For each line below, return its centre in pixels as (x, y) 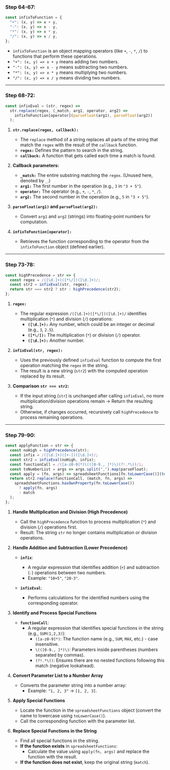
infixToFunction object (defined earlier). (62, 247)
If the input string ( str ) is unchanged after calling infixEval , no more (92, 396)
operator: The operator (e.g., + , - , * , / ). (61, 191)
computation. (34, 222)
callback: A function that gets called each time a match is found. (88, 156)
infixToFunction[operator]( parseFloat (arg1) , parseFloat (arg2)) (83, 115)
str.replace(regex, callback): (46, 130)
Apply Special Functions (39, 700)
